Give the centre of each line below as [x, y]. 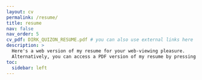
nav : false [20, 29]
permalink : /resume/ [32, 17]
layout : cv [20, 12]
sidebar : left [29, 68]
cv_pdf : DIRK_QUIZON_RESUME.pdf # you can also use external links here [100, 40]
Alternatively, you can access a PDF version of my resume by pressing [104, 57]
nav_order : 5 [23, 34]
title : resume [24, 23]
